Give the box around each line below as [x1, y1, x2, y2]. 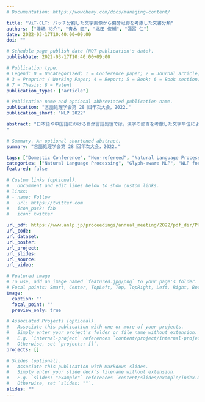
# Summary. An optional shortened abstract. [6, 138, 121, 144]
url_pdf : [6, 222, 29, 228]
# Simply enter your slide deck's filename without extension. [6, 369, 176, 375]
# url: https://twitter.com [6, 199, 84, 206]
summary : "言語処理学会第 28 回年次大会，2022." [6, 143, 120, 150]
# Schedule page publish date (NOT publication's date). [6, 48, 154, 54]
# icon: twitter [6, 211, 53, 217]
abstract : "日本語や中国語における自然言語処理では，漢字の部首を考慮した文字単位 [6, 121, 191, 127]
